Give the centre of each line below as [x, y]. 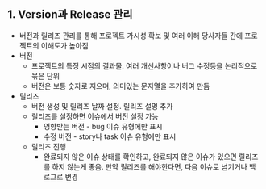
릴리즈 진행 [48, 146]
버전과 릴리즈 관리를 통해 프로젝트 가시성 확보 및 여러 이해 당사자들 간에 [131, 36]
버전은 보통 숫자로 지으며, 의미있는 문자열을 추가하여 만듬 [121, 86]
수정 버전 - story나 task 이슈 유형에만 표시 [110, 136]
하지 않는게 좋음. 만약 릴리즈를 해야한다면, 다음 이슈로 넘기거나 [150, 166]
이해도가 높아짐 [65, 45]
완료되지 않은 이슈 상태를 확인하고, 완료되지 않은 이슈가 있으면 [140, 157]
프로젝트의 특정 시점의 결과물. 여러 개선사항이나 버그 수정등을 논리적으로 [144, 65]
